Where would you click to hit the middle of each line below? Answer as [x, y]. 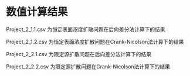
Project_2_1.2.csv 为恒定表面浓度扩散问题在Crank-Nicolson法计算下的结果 [95, 42]
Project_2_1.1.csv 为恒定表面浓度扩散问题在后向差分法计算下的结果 [86, 29]
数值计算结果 [37, 12]
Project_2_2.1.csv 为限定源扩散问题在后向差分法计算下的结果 [79, 54]
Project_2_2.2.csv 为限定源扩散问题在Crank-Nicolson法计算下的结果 [88, 66]
